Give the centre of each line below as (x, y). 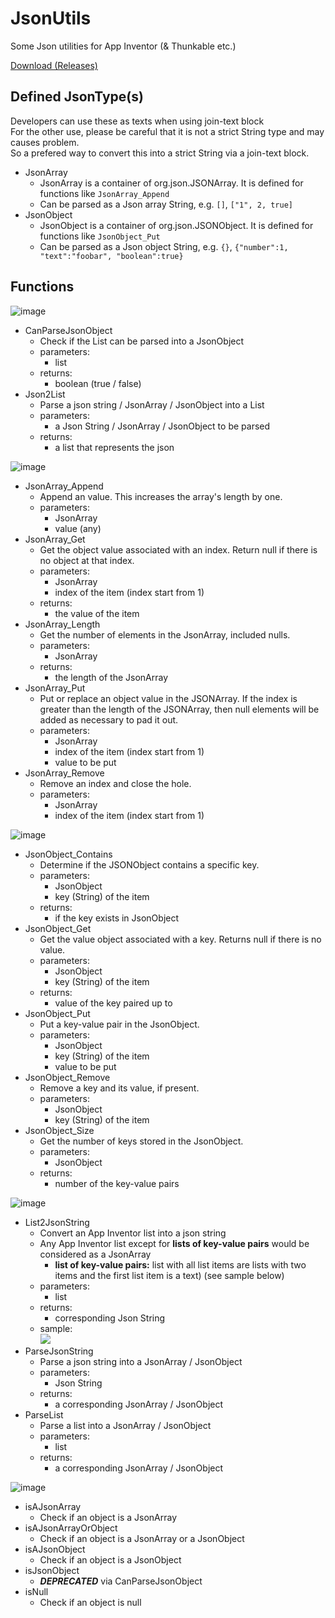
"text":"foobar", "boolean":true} (111, 256)
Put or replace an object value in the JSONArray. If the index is (168, 698)
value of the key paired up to (113, 1003)
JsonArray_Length (62, 624)
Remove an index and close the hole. (115, 783)
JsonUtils (51, 18)
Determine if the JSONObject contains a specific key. (149, 864)
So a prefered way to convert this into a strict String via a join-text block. (160, 153)
